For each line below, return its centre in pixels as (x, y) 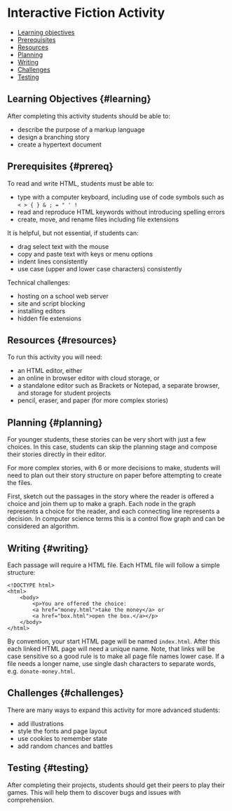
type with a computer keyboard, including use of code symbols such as (121, 197)
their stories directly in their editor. (57, 454)
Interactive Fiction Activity (86, 13)
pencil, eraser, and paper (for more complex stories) (93, 400)
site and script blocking (51, 304)
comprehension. (31, 800)
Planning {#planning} (55, 422)
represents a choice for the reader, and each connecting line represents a (114, 511)
